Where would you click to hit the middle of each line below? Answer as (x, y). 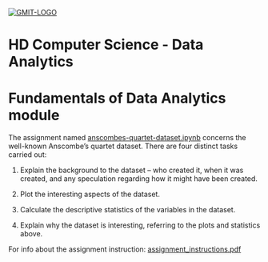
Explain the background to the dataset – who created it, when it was (132, 170)
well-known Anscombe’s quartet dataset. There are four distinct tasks (123, 146)
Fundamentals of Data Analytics (117, 98)
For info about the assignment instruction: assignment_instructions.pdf (125, 249)
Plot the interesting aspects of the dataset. (90, 194)
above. (31, 234)
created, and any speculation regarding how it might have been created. (139, 179)
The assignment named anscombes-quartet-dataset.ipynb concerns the (127, 138)
